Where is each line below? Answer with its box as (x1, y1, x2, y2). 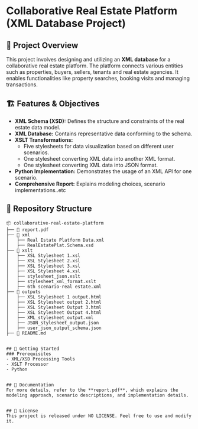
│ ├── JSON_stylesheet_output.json (6, 320, 99, 326)
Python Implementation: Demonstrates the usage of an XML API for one (14, 167, 192, 175)
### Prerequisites (6, 350, 51, 357)
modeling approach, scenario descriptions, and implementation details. (6, 392, 189, 398)
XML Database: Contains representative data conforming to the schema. (14, 130, 193, 137)
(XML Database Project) (6, 17, 126, 30)
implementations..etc (14, 186, 66, 193)
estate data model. (14, 123, 61, 131)
